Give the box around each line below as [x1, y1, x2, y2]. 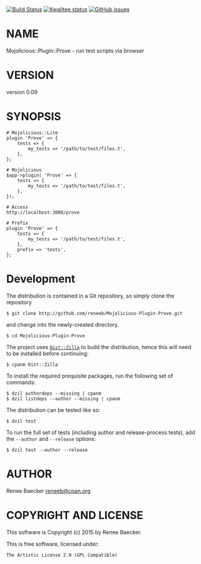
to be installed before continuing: [6, 350, 89, 357]
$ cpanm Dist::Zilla [6, 361, 59, 367]
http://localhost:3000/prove [6, 209, 80, 216]
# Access [6, 204, 28, 210]
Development [6, 272, 76, 285]
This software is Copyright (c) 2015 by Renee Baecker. [6, 528, 142, 535]
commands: [6, 378, 36, 386]
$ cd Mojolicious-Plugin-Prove [6, 333, 85, 339]
